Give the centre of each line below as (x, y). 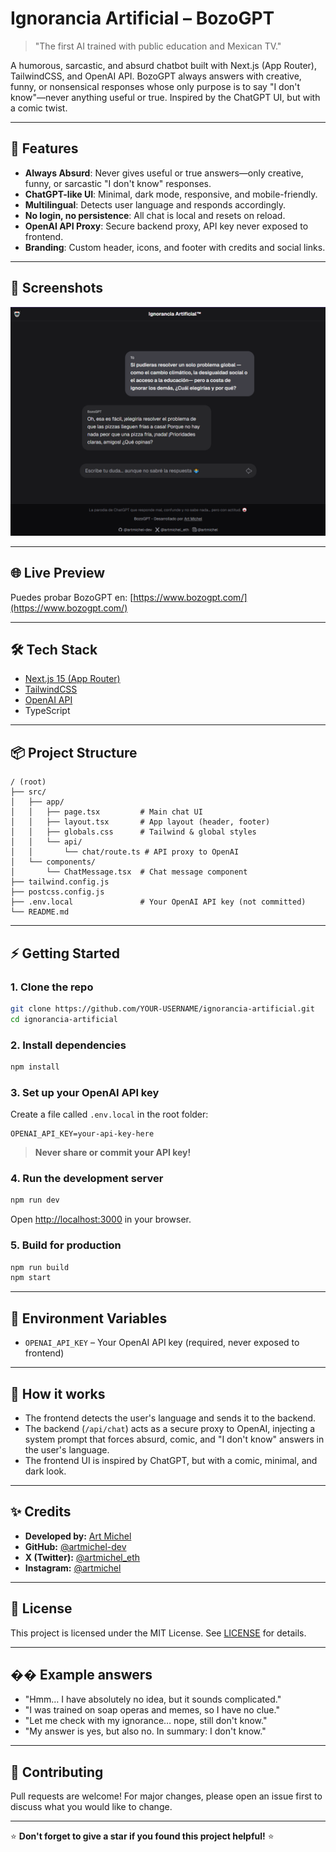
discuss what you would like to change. (91, 1807)
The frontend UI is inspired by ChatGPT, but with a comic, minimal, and (171, 1460)
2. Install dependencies (68, 1045)
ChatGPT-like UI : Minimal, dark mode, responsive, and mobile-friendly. (171, 194)
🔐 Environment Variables (89, 1318)
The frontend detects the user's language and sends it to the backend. (170, 1418)
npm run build (40, 1267)
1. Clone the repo (52, 987)
